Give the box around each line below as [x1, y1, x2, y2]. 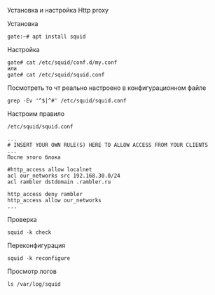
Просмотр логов [7, 267, 57, 275]
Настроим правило [7, 110, 65, 118]
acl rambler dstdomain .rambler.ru [7, 178, 111, 185]
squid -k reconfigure [7, 255, 71, 262]
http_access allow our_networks [7, 197, 102, 204]
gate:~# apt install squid [7, 33, 86, 40]
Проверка [7, 216, 37, 223]
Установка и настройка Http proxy [7, 6, 109, 14]
